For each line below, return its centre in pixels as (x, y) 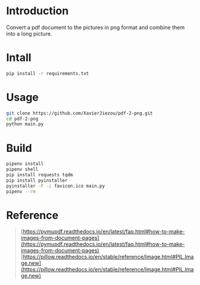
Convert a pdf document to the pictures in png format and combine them (96, 27)
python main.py (25, 124)
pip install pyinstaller (37, 180)
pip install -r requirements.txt (48, 73)
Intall (19, 58)
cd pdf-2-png (22, 119)
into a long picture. (29, 33)
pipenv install (25, 164)
